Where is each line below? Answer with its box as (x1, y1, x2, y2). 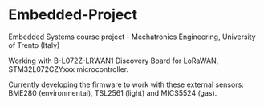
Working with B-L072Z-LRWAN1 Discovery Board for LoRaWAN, (8, 56, 219, 65)
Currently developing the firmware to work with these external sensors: (8, 80, 245, 89)
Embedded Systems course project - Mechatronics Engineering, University (8, 32, 256, 41)
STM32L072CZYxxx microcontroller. (8, 64, 129, 73)
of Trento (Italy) (8, 40, 60, 49)
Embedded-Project (8, 6, 138, 24)
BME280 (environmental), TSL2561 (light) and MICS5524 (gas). (8, 88, 217, 97)
